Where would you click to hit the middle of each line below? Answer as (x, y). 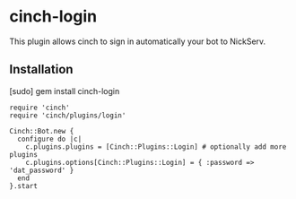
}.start (24, 186)
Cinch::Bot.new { (42, 131)
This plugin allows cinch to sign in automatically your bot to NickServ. (138, 41)
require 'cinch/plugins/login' (68, 115)
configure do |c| (50, 139)
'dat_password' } (42, 170)
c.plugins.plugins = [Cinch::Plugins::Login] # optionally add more (156, 147)
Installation (41, 69)
